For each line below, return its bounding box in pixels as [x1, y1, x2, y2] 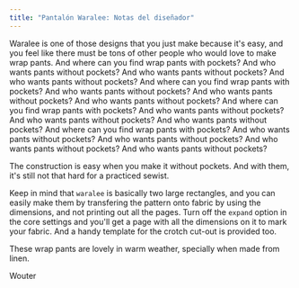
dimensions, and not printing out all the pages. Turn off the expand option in [9, 206, 287, 217]
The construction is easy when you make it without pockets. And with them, [9, 160, 290, 171]
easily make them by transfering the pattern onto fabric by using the [9, 197, 261, 208]
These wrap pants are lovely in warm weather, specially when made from [9, 243, 280, 254]
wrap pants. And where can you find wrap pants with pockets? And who [9, 57, 277, 67]
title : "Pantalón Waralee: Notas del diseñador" [9, 13, 195, 22]
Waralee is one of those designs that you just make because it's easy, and [9, 38, 284, 49]
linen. [9, 253, 30, 264]
